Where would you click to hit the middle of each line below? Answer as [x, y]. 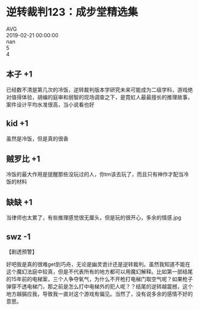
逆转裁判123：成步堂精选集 [72, 12]
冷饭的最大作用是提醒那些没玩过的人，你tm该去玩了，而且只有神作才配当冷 [97, 174]
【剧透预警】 [22, 252]
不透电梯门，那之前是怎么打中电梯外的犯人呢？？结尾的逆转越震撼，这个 [105, 286]
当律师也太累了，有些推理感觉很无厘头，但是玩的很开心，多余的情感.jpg [94, 218]
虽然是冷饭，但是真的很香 [37, 138]
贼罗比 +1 [23, 159]
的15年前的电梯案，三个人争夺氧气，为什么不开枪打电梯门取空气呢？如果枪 [97, 279]
